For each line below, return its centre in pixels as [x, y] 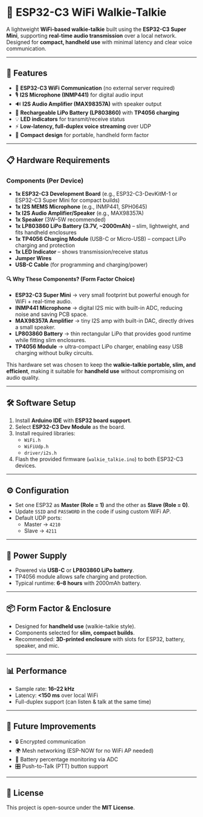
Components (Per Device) [45, 181]
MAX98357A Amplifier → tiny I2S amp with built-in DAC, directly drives [105, 320]
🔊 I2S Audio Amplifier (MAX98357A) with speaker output [88, 104]
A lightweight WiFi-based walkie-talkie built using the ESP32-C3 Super [96, 29]
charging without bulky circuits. [54, 353]
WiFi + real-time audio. [43, 301]
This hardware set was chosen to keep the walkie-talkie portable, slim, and [101, 365]
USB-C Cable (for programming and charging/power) [81, 265]
